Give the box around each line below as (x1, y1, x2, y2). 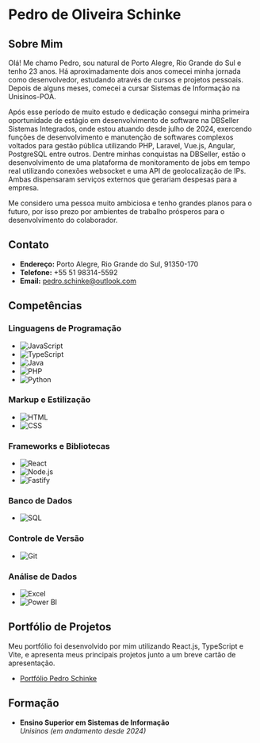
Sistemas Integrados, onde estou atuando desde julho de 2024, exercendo (8, 124, 252, 133)
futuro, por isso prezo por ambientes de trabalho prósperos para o (8, 207, 225, 216)
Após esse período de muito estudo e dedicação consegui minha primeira (8, 107, 250, 117)
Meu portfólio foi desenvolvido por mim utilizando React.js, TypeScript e (8, 641, 244, 651)
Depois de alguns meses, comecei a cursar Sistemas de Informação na (8, 83, 240, 93)
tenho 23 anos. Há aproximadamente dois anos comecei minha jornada (8, 67, 241, 76)
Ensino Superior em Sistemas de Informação (19, 718, 170, 727)
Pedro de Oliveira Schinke (8, 6, 182, 24)
